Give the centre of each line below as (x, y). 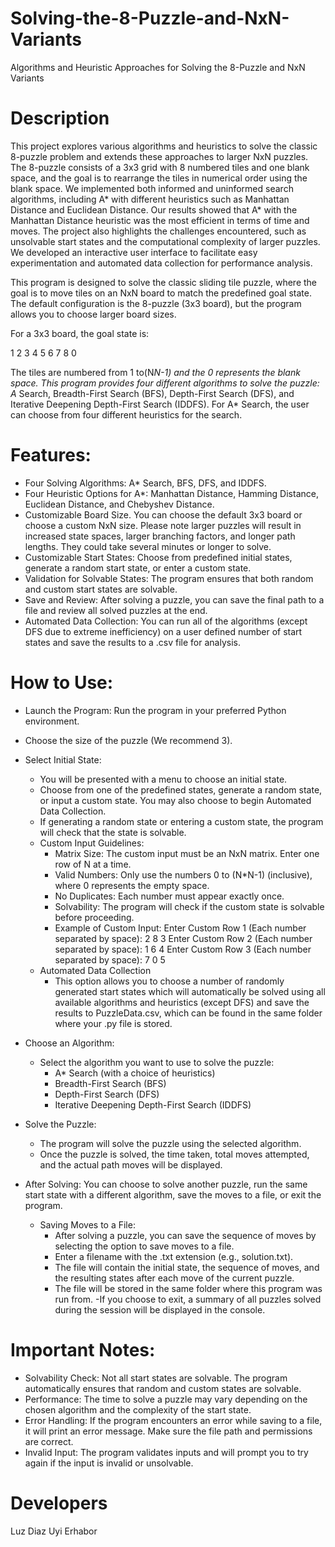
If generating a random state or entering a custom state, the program (181, 821)
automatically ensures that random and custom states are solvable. (163, 1388)
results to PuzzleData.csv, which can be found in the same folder (188, 1013)
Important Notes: (83, 1349)
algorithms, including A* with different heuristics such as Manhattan (150, 199)
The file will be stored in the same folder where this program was (188, 1288)
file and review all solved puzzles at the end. (116, 610)
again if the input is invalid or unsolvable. (109, 1463)
